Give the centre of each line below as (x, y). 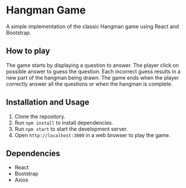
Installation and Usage (48, 102)
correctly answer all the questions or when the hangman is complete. (89, 84)
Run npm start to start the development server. (71, 129)
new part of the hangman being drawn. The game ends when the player (93, 77)
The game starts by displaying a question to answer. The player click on (93, 65)
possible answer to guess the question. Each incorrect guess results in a (93, 71)
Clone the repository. (40, 116)
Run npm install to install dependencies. (64, 122)
